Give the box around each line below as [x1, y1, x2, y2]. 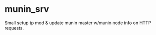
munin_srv [4, 3, 50, 15]
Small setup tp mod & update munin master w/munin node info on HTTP [4, 20, 152, 26]
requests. [4, 25, 24, 31]
